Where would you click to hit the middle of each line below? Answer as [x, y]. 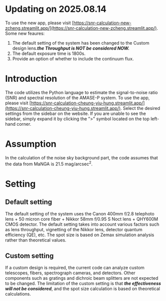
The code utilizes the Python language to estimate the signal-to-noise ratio [82, 92]
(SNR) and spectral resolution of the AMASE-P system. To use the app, [78, 98]
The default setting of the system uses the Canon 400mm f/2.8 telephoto [80, 214]
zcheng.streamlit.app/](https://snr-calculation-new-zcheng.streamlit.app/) [81, 28]
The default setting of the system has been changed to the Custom [81, 43]
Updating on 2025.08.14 [56, 9]
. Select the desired [140, 108]
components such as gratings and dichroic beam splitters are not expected [82, 278]
